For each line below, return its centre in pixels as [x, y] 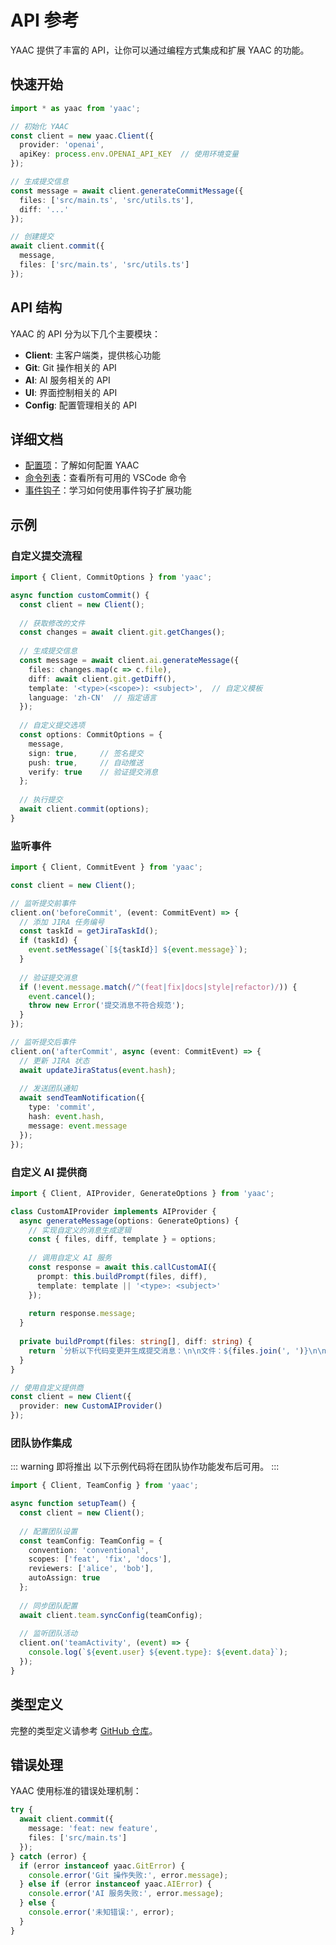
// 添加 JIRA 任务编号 [62, 922]
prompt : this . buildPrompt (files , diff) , [122, 1276]
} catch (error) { [48, 1856]
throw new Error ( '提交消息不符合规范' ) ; [106, 1006]
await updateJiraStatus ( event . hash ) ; [98, 1070]
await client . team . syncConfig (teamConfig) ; [111, 1615]
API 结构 [36, 307]
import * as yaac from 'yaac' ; [75, 108]
